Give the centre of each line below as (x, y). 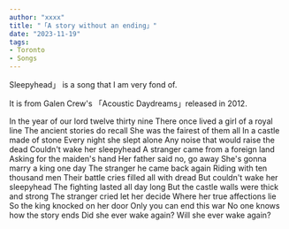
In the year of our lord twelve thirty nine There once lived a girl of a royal (141, 121)
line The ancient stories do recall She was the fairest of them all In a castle (144, 130)
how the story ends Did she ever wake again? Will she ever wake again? (140, 215)
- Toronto (27, 50)
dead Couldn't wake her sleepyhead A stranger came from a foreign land (142, 149)
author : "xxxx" (37, 17)
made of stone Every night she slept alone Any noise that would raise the (142, 140)
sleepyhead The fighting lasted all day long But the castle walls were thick (144, 187)
